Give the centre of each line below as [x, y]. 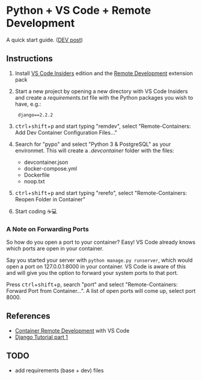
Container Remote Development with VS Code [72, 330]
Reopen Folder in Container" [50, 199]
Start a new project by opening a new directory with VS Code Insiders [101, 91]
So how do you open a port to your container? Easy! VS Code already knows [101, 242]
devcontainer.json [46, 162]
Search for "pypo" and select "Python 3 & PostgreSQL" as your [93, 144]
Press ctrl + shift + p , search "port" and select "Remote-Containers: [92, 285]
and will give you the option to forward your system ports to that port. [92, 273]
